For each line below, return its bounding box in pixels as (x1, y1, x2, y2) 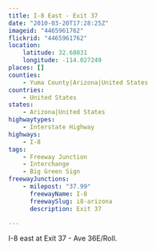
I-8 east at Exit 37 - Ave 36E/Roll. (8, 233, 118, 244)
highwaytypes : (8, 116, 56, 124)
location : (8, 42, 42, 50)
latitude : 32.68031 (22, 49, 88, 57)
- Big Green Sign (22, 168, 81, 176)
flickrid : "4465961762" (8, 34, 88, 42)
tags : (8, 145, 26, 153)
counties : (8, 71, 42, 79)
